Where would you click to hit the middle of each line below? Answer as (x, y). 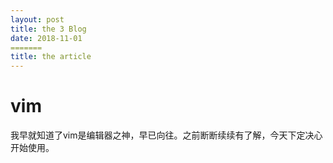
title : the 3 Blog (48, 29)
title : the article (51, 57)
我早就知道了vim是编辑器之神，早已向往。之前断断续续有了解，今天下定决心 (166, 135)
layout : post (37, 19)
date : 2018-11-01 (46, 38)
